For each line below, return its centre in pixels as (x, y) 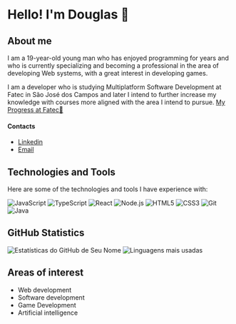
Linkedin (30, 142)
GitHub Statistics (46, 233)
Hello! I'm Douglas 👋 (68, 15)
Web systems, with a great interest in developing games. (125, 73)
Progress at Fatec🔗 (35, 110)
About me (30, 41)
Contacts (21, 126)
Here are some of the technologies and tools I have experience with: (108, 189)
